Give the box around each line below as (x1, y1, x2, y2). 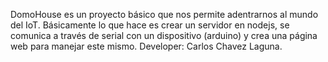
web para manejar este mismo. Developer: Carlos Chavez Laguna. (10, 40, 283, 52)
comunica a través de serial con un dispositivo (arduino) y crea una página (10, 30, 318, 41)
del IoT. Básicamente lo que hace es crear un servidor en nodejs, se (10, 19, 290, 31)
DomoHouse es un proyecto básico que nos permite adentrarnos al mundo (10, 9, 319, 20)
